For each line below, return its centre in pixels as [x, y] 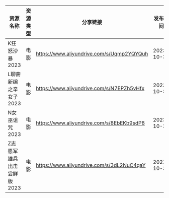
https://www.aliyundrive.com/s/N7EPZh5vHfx [90, 88]
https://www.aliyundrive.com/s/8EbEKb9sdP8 [90, 123]
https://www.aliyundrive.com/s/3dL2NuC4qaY [91, 165]
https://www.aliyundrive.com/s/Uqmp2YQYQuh [92, 54]
